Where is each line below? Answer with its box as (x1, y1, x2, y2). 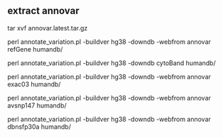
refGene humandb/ (7, 45, 63, 53)
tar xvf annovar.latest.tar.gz (7, 23, 88, 32)
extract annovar (7, 5, 80, 17)
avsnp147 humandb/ (7, 101, 67, 110)
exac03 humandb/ (7, 80, 61, 88)
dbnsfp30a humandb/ (7, 122, 71, 131)
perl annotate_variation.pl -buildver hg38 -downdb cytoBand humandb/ (7, 59, 216, 67)
